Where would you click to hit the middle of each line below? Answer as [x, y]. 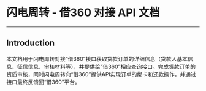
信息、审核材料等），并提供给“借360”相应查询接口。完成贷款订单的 [112, 66]
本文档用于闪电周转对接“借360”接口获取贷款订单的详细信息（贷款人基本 [97, 58]
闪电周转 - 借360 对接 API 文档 [83, 13]
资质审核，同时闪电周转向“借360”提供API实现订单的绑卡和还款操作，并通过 [101, 74]
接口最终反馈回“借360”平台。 [44, 82]
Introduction [31, 43]
